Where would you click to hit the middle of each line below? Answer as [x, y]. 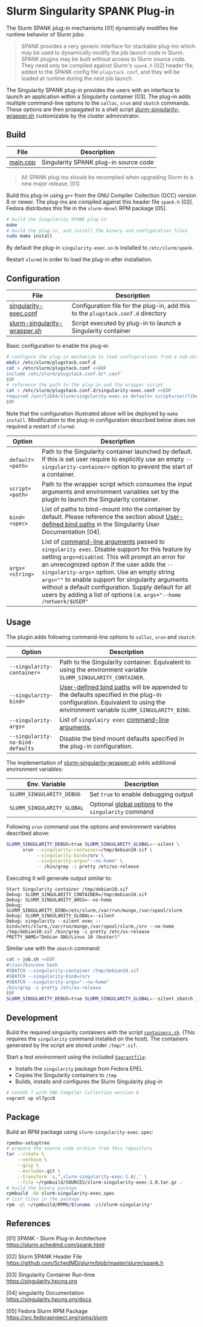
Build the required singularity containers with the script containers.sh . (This [101, 1032]
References [28, 1224]
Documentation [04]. [72, 531]
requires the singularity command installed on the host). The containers [97, 1039]
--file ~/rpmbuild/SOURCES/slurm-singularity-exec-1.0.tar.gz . [100, 1182]
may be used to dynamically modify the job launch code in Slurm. [102, 52]
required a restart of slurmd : [41, 426]
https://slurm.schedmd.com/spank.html [55, 1245]
